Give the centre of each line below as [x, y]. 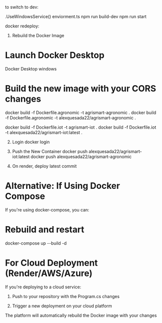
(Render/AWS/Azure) [49, 273]
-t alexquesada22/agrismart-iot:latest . [44, 132]
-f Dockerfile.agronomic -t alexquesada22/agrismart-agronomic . [71, 117]
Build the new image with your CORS [81, 89]
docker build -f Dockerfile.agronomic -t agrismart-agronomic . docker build [81, 113]
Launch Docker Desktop [55, 55]
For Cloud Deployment [51, 263]
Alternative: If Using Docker [63, 186]
